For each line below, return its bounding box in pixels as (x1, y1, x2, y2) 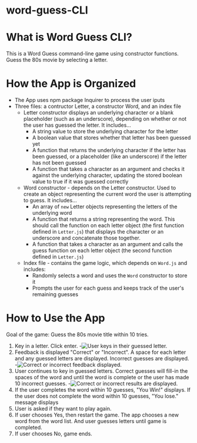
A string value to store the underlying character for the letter (32, 128, 178, 135)
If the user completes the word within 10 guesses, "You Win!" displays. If (14, 386, 191, 393)
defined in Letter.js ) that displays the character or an (32, 228, 163, 235)
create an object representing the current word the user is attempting (23, 191, 192, 198)
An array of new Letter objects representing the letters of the (32, 203, 178, 210)
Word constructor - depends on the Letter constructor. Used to (23, 184, 176, 192)
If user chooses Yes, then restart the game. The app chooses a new (14, 411, 179, 418)
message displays (14, 399, 59, 406)
